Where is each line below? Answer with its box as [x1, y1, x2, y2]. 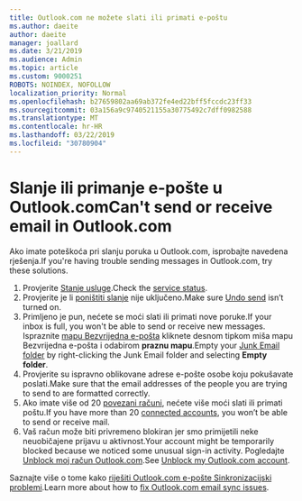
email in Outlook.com [9, 215, 172, 236]
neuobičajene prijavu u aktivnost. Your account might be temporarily [22, 435, 275, 446]
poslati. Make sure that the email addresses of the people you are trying [22, 378, 288, 388]
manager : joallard [9, 38, 78, 48]
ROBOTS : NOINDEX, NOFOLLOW [9, 80, 111, 89]
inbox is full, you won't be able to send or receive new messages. [22, 321, 266, 332]
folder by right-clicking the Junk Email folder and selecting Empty [22, 349, 268, 360]
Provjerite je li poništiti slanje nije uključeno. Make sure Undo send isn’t [22, 292, 284, 303]
